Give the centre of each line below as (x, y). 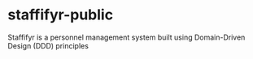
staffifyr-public (61, 15)
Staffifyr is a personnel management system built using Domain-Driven (126, 37)
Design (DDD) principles (48, 45)
